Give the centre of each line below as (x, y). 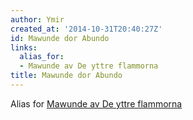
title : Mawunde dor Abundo (66, 76)
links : (24, 47)
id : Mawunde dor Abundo (60, 38)
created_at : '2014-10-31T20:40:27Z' (86, 29)
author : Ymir (37, 19)
